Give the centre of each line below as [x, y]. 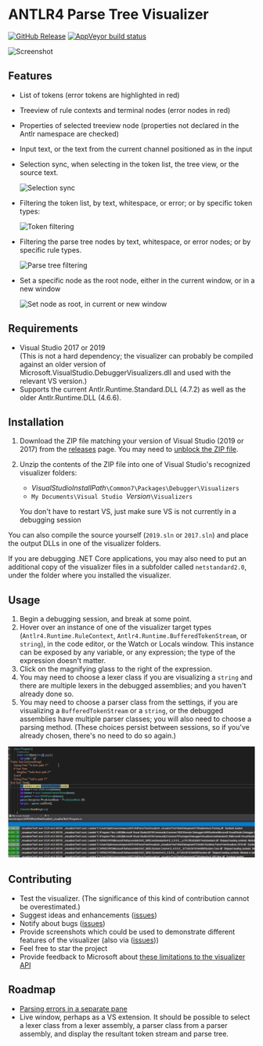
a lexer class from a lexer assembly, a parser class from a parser [124, 1025]
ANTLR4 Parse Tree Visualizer [108, 15]
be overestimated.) [50, 906]
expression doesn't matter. [63, 661]
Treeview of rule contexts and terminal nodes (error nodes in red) [125, 110]
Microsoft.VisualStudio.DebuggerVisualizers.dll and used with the [125, 372]
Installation [36, 422]
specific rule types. [50, 250]
